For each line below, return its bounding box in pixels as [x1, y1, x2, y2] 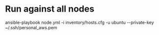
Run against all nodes [5, 3, 95, 15]
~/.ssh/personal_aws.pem [5, 24, 57, 30]
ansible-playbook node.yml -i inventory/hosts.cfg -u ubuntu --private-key [5, 19, 154, 25]
